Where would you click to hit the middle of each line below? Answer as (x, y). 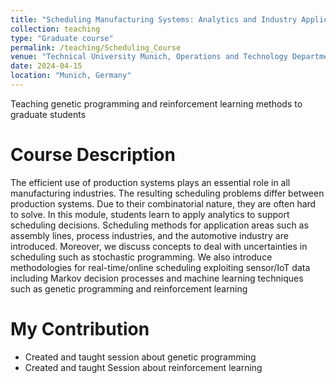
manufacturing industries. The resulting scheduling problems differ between (167, 193)
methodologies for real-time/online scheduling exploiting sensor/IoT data (160, 267)
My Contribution (80, 329)
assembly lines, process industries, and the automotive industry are (149, 235)
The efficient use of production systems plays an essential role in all (150, 182)
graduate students (48, 114)
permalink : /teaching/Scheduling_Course (96, 47)
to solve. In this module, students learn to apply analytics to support (150, 214)
